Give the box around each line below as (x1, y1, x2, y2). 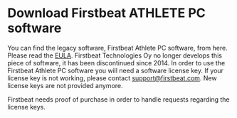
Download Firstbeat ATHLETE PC (7, 5, 206, 21)
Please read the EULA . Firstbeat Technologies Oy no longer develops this (7, 51, 223, 60)
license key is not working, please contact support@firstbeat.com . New (7, 73, 217, 82)
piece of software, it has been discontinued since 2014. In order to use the (7, 58, 226, 67)
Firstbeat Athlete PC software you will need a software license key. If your (7, 66, 224, 75)
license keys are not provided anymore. (7, 81, 123, 90)
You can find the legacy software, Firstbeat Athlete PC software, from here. (7, 43, 228, 52)
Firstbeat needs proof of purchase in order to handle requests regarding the (7, 95, 230, 104)
